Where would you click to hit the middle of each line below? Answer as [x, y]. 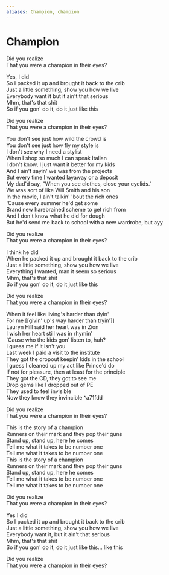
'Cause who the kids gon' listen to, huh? [56, 340]
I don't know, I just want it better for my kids [61, 164]
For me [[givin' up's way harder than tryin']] [60, 320]
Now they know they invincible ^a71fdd [55, 397]
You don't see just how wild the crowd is [56, 138]
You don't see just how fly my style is [53, 145]
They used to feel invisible [39, 391]
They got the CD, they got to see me [51, 378]
